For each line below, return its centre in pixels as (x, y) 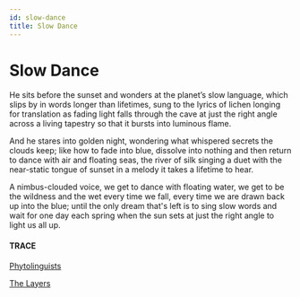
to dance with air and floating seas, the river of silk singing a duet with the (146, 160)
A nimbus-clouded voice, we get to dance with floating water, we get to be (147, 187)
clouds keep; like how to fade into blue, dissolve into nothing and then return (150, 151)
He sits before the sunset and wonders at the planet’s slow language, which (149, 95)
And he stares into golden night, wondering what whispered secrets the (141, 141)
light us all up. (35, 225)
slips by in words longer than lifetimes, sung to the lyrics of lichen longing (145, 105)
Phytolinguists (35, 266)
